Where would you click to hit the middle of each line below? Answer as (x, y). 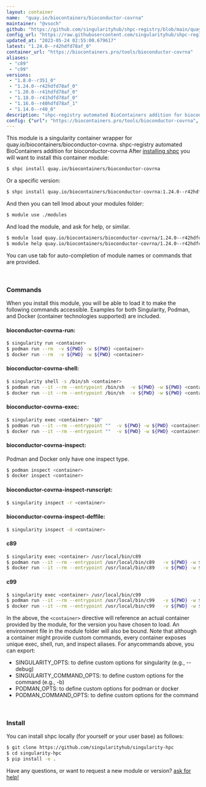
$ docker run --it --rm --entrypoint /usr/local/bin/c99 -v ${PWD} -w (101, 606)
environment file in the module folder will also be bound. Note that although (102, 631)
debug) (25, 669)
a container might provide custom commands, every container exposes (96, 638)
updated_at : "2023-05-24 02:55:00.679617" (61, 41)
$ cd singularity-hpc (34, 753)
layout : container (30, 12)
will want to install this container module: (58, 158)
